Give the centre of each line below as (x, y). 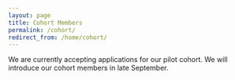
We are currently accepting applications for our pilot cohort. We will (118, 60)
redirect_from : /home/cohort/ (58, 37)
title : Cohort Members (45, 23)
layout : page (30, 15)
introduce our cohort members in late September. (88, 68)
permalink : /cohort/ (42, 30)
